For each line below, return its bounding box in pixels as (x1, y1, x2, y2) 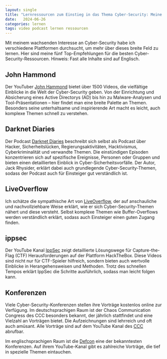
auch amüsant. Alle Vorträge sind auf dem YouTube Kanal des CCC (5, 323, 143, 329)
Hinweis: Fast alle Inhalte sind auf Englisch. (50, 56, 140, 62)
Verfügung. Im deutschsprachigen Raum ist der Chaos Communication (5, 307, 151, 313)
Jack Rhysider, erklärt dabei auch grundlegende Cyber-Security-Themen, (5, 165, 157, 171)
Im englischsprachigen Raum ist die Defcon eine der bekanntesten (5, 338, 142, 344)
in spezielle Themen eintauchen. (5, 349, 72, 355)
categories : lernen (5, 21, 46, 27)
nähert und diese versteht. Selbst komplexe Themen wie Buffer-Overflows (5, 209, 158, 215)
